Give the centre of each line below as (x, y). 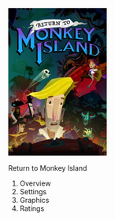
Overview (35, 183)
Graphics (34, 200)
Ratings (32, 208)
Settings (33, 192)
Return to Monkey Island (48, 168)
